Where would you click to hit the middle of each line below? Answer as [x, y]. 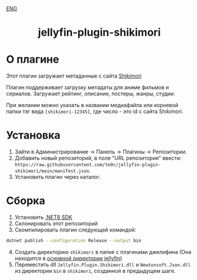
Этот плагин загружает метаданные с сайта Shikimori [74, 76]
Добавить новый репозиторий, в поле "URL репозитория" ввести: [98, 158]
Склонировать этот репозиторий [56, 223]
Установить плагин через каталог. [58, 177]
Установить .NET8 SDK [43, 217]
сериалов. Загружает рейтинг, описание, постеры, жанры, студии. [91, 94]
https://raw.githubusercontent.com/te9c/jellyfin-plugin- [88, 165]
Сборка [26, 201]
